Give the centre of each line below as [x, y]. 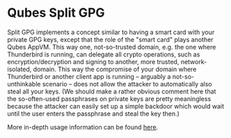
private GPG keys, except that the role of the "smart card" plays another [110, 39]
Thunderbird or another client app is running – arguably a [89, 76]
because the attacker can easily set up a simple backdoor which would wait [116, 106]
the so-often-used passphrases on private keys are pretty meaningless [109, 98]
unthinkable [24, 84]
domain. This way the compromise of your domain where [115, 69]
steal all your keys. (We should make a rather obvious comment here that [112, 91]
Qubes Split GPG [56, 13]
